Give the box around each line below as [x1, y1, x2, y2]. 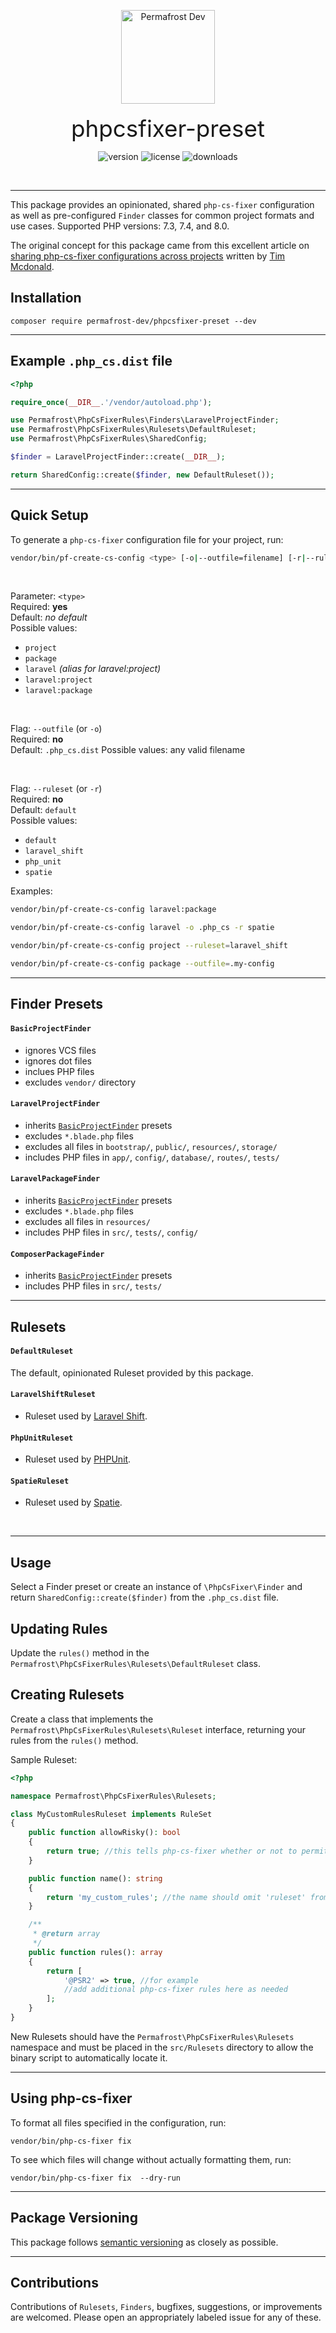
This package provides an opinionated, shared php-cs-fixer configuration [10, 199, 315, 210]
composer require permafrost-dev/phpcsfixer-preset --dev [10, 316, 257, 326]
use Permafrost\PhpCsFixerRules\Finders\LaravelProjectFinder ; [10, 415, 280, 425]
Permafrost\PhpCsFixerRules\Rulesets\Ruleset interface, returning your [10, 1723, 307, 1735]
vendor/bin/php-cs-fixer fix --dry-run [10, 2173, 182, 2183]
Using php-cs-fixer [10, 2090, 133, 2107]
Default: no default [10, 611, 88, 624]
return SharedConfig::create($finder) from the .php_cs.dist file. [10, 1591, 280, 1604]
